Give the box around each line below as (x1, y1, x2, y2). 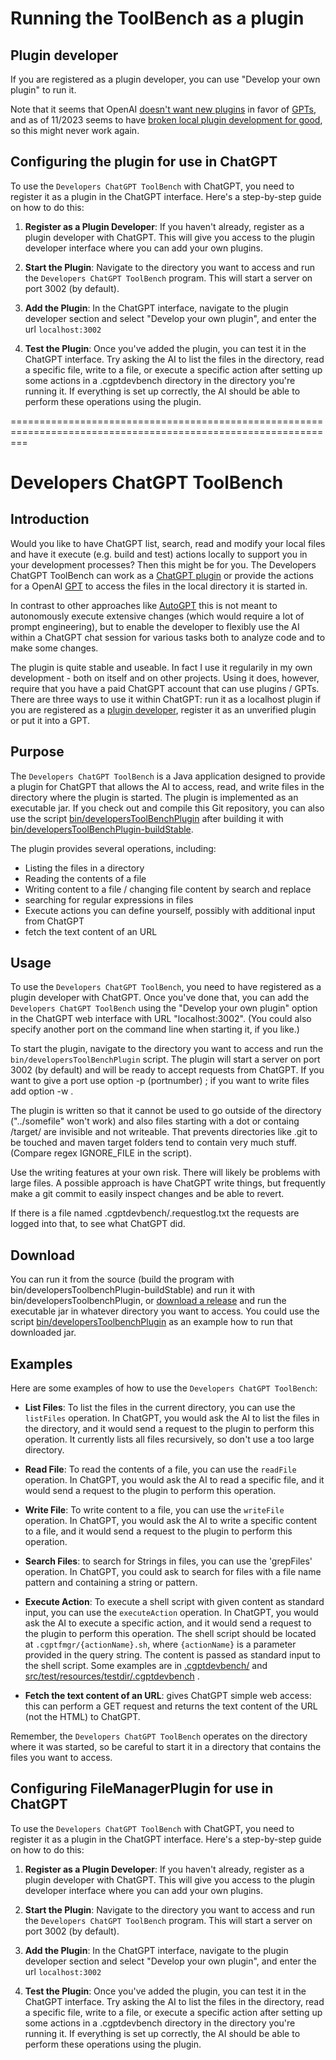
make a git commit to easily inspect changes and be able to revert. (10, 1188, 285, 1200)
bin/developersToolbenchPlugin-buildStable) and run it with (10, 1284, 256, 1296)
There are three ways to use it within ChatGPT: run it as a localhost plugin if (10, 693, 322, 705)
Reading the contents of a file (24, 872, 147, 884)
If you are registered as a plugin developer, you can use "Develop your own (10, 73, 321, 85)
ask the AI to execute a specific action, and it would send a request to (24, 1617, 312, 1629)
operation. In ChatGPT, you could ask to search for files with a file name (24, 1566, 322, 1578)
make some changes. (10, 642, 99, 654)
